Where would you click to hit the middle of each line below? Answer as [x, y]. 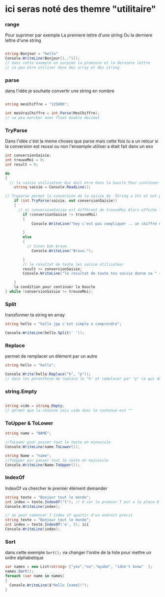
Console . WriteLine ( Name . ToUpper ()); [42, 465]
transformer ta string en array [35, 315]
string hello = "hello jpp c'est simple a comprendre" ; [63, 324]
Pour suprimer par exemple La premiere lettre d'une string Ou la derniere [79, 35]
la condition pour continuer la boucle [55, 287]
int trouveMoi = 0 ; [25, 160]
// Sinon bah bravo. [48, 246]
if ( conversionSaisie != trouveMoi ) [60, 214]
